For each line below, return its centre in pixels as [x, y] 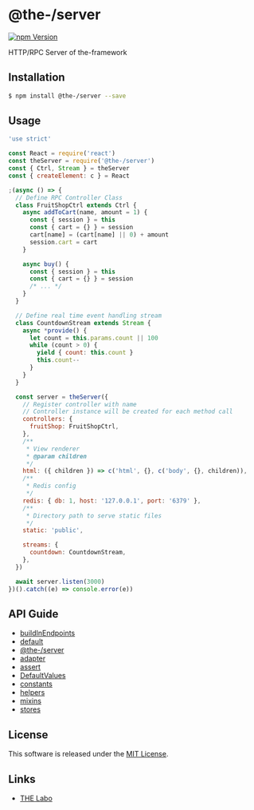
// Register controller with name [80, 404]
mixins [31, 701]
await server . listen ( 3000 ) [60, 582]
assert [30, 667]
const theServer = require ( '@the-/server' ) [82, 161]
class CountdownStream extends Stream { [83, 323]
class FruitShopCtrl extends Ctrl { [76, 205]
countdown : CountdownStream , [78, 553]
